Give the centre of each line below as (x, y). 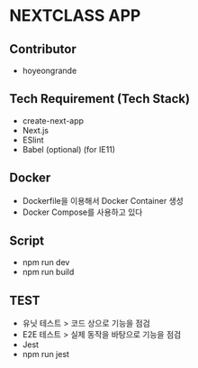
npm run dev (46, 262)
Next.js (36, 130)
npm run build (48, 272)
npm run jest (46, 354)
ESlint (33, 140)
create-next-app (53, 120)
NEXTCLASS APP (75, 16)
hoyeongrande (49, 70)
